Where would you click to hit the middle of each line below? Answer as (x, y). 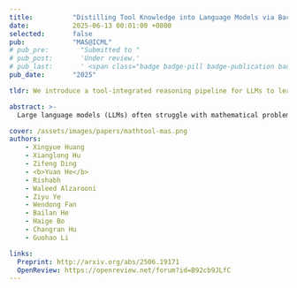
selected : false (51, 34)
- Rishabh (43, 180)
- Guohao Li (47, 238)
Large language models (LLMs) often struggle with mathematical (138, 115)
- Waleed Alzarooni (61, 188)
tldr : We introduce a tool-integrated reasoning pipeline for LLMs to (142, 91)
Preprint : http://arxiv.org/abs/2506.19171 (98, 261)
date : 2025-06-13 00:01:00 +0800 (91, 26)
